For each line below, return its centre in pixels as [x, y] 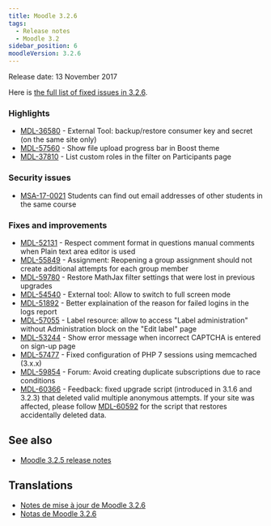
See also [30, 440]
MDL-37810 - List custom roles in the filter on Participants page [126, 157]
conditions [38, 380]
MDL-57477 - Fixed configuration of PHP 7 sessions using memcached [138, 354]
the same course [48, 204]
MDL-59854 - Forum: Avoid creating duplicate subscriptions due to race [140, 372]
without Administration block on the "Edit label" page [108, 328]
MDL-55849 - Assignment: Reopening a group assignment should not [136, 259]
